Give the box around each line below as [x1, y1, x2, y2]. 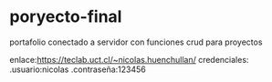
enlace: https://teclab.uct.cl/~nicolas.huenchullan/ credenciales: [9, 54, 249, 65]
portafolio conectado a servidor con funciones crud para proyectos [9, 36, 263, 47]
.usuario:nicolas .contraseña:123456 [9, 64, 146, 75]
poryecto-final [9, 6, 122, 27]
